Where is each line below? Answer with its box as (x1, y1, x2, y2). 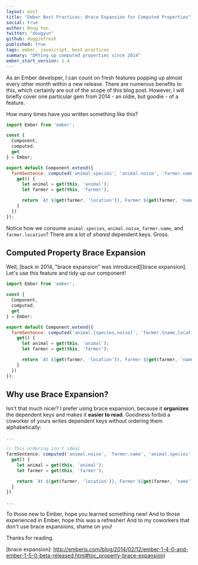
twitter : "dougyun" (6, 31, 54, 36)
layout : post (6, 8, 38, 15)
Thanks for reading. (6, 534, 54, 541)
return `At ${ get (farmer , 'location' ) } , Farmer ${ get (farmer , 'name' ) (16, 478, 194, 484)
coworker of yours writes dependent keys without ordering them (6, 417, 163, 424)
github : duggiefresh (6, 36, 57, 42)
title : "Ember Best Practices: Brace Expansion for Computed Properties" (6, 14, 192, 20)
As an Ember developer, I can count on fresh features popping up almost (6, 74, 183, 81)
